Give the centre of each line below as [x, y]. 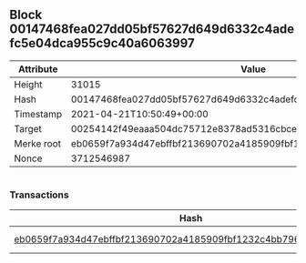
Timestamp [38, 114]
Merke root [38, 143]
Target [28, 128]
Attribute [38, 69]
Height [28, 84]
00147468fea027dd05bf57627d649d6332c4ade [152, 30]
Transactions [40, 195]
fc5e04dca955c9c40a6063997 [102, 43]
